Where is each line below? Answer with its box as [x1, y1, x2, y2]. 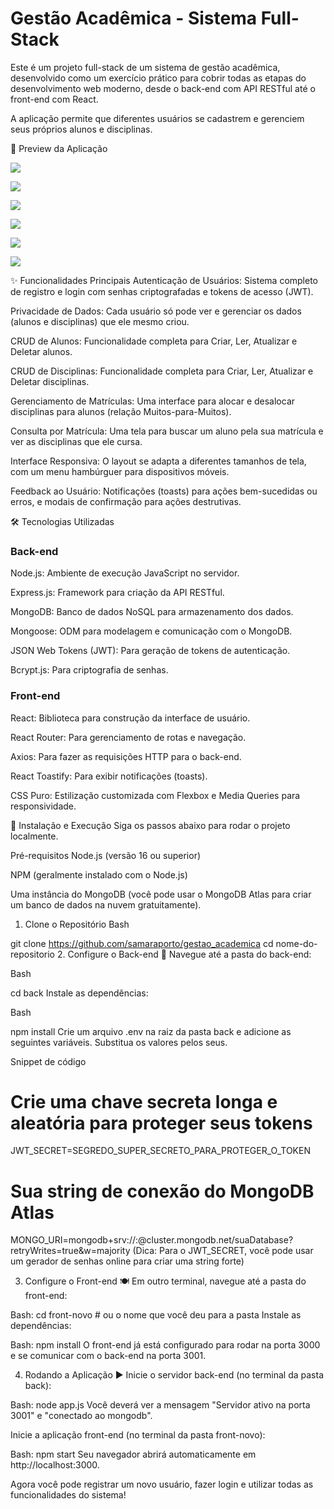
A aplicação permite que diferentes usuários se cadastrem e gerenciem [10, 112, 305, 124]
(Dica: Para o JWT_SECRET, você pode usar [132, 1245, 314, 1257]
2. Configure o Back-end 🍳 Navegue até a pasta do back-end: [56, 948, 312, 960]
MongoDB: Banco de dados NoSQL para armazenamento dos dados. [10, 606, 294, 618]
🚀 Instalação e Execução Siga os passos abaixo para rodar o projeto [10, 819, 291, 831]
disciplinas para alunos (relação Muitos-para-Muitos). [10, 405, 232, 417]
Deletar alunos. [10, 345, 73, 357]
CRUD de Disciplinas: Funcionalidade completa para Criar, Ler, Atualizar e [10, 365, 314, 377]
